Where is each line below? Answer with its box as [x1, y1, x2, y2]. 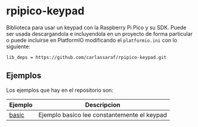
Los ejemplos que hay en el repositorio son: [6, 86, 113, 94]
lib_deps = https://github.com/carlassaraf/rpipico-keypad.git [6, 54, 167, 60]
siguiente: [6, 43, 31, 50]
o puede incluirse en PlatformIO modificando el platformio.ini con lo [6, 36, 178, 44]
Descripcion [85, 100, 120, 109]
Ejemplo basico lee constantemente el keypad [38, 110, 167, 119]
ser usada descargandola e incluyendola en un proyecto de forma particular [6, 30, 193, 37]
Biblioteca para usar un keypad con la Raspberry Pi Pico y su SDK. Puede [6, 24, 187, 31]
